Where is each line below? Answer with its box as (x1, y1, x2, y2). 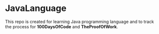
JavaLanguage (5, 3, 67, 14)
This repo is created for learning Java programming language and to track (5, 19, 154, 24)
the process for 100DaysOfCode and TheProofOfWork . (5, 23, 118, 29)
